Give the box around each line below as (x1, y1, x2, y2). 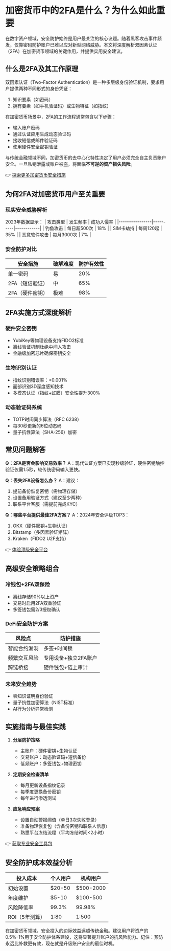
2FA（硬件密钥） (8, 289, 48, 297)
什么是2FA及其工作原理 (5, 64, 79, 73)
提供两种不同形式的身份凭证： (9, 85, 72, 92)
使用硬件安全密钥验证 (12, 144, 58, 150)
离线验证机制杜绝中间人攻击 (12, 344, 71, 350)
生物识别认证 (5, 364, 37, 371)
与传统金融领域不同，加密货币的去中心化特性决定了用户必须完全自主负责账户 (5, 154, 166, 161)
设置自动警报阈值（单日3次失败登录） (20, 817, 100, 823)
